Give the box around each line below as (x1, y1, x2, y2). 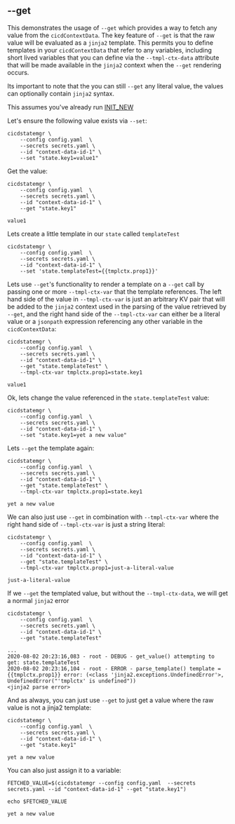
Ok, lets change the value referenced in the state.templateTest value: (7, 393, 210, 402)
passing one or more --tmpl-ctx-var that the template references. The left (7, 287, 222, 296)
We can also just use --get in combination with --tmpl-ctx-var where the (7, 513, 220, 521)
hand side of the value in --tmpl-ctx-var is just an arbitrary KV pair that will (7, 295, 225, 303)
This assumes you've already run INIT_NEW (7, 102, 134, 111)
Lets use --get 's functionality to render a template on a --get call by (7, 280, 205, 288)
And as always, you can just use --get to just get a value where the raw (7, 696, 214, 704)
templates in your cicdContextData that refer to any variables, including (7, 46, 213, 54)
